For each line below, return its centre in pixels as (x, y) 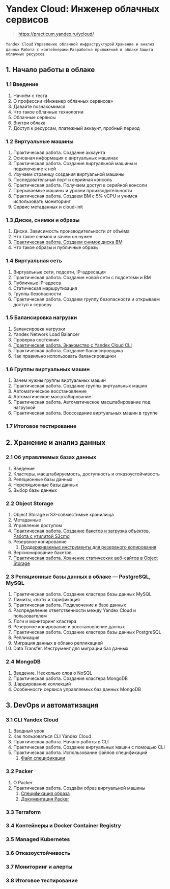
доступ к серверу (32, 304)
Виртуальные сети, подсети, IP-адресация (60, 272)
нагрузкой (24, 407)
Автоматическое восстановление (50, 391)
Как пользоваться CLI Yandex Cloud (52, 736)
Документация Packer (45, 799)
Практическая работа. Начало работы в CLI (61, 742)
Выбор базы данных (35, 490)
